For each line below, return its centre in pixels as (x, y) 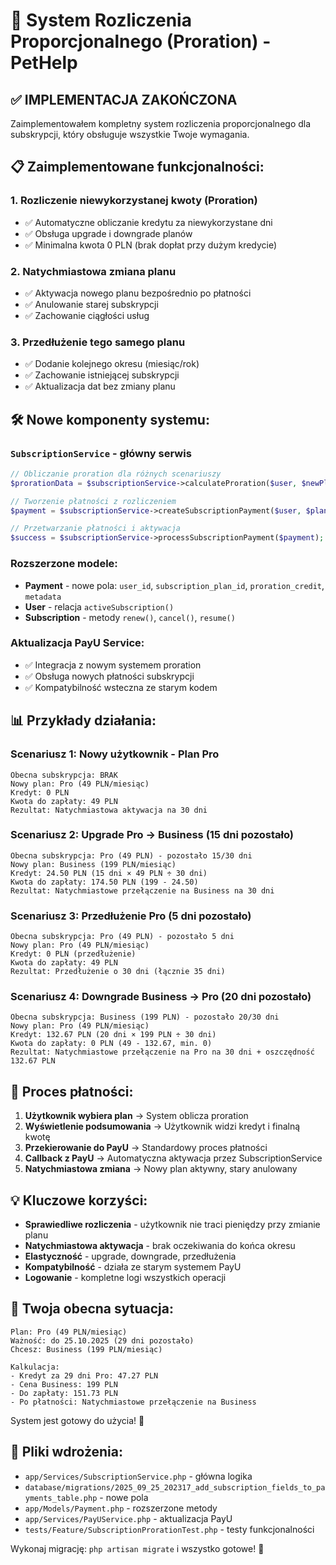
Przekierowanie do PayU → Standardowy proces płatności (146, 1148)
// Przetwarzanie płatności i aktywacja (96, 529)
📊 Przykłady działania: (83, 720)
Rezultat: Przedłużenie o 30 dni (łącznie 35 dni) (118, 972)
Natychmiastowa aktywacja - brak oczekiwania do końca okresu (160, 1246)
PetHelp (44, 63)
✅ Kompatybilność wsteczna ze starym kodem (121, 687)
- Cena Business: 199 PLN (64, 1384)
